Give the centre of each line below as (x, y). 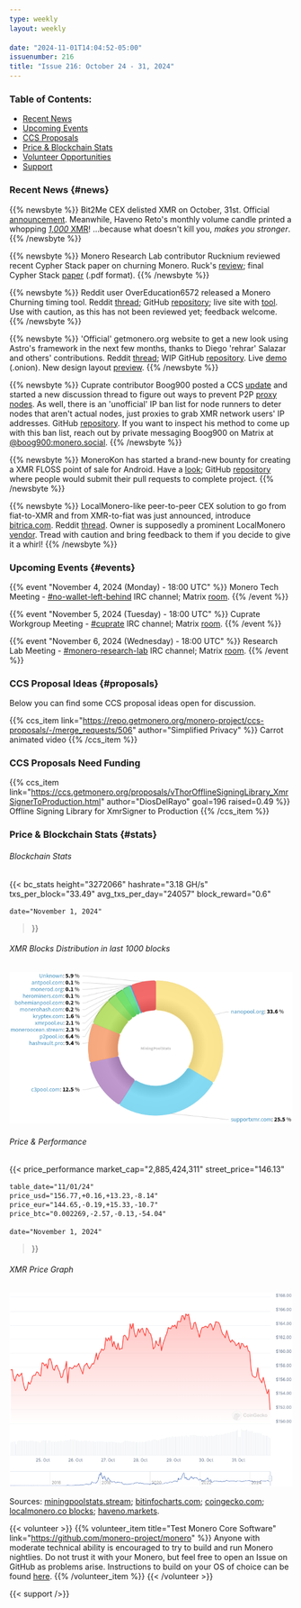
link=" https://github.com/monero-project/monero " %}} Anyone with (135, 1538)
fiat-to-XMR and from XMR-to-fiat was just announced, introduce (130, 515)
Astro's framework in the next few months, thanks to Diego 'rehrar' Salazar (148, 348)
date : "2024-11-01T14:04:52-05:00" (76, 48)
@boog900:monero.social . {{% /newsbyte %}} (96, 442)
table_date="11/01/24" (52, 1187)
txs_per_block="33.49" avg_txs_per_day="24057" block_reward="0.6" (140, 894)
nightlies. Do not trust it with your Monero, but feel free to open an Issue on (149, 1557)
